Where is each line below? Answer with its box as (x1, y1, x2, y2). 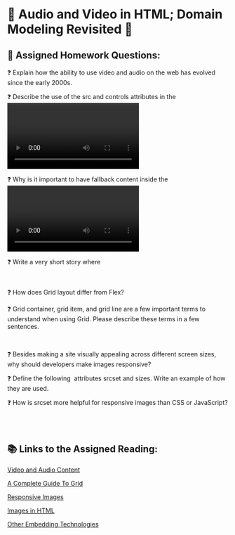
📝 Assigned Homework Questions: (7, 49, 161, 61)
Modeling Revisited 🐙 (7, 21, 133, 37)
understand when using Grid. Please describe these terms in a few (7, 315, 200, 323)
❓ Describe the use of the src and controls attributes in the (7, 93, 177, 101)
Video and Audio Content (7, 465, 81, 474)
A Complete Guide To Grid (7, 479, 83, 487)
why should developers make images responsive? (7, 360, 152, 368)
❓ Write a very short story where (7, 258, 101, 266)
